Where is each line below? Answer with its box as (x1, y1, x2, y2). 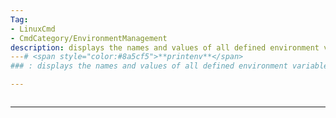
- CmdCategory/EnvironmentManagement (10, 33, 168, 43)
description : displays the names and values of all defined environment (10, 42, 320, 53)
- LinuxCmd (10, 24, 56, 34)
